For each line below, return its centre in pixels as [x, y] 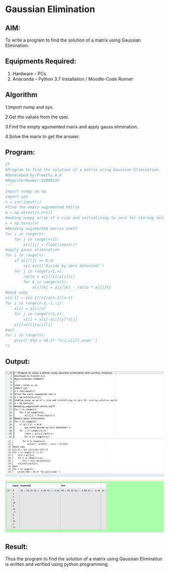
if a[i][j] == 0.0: [35, 261]
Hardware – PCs [29, 73]
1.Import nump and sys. [29, 107]
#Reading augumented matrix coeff [41, 229]
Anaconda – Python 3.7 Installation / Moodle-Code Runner [73, 79]
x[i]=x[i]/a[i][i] [33, 325]
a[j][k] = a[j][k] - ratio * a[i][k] [72, 287]
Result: [17, 546]
